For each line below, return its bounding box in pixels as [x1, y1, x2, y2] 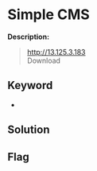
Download [26, 56, 61, 65]
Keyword [7, 79, 53, 92]
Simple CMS [7, 6, 91, 24]
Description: [7, 32, 49, 41]
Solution [7, 123, 50, 137]
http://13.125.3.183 [26, 47, 86, 56]
